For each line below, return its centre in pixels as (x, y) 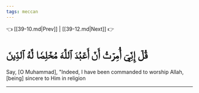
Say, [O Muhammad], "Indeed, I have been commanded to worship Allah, (95, 72)
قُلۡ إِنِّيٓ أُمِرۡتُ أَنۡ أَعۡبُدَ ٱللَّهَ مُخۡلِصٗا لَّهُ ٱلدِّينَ (77, 55)
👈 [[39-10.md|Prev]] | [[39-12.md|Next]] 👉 (60, 29)
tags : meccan (22, 12)
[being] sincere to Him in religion (46, 78)
